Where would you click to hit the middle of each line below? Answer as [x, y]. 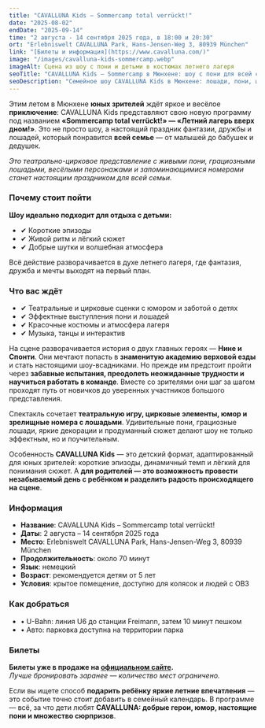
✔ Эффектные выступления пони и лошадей [95, 316]
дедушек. [25, 146]
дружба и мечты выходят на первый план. [80, 270]
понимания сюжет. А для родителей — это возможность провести [123, 471]
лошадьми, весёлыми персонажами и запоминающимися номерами [127, 169]
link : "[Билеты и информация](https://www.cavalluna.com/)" [110, 52]
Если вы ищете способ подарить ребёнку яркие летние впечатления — [132, 690]
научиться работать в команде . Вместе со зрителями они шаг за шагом [132, 382]
